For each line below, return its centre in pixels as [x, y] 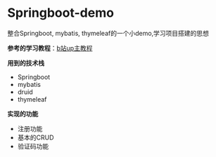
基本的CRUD [36, 137]
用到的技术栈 [26, 63]
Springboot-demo [61, 13]
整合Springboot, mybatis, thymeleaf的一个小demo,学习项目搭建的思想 [108, 33]
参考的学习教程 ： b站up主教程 [50, 48]
